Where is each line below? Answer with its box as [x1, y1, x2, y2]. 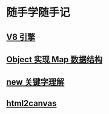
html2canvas [6, 98, 57, 109]
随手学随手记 [6, 5, 71, 20]
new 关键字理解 [6, 77, 65, 87]
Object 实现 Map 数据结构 [6, 54, 103, 65]
